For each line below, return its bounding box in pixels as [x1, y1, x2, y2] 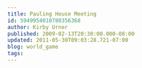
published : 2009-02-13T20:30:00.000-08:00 [7, 30, 135, 38]
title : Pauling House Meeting [7, 10, 97, 18]
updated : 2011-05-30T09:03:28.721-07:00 [7, 37, 129, 44]
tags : [7, 50, 23, 57]
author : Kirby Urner [7, 23, 69, 30]
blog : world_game [7, 43, 59, 50]
